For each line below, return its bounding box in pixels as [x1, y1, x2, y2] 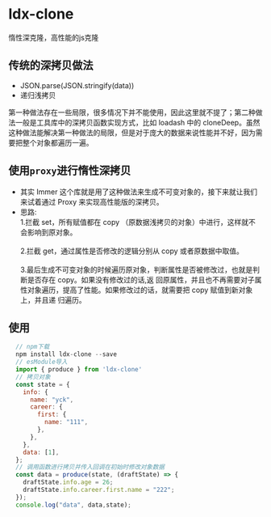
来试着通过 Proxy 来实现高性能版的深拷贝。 [19, 197, 164, 206]
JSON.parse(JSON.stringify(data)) [19, 80, 135, 90]
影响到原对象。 [27, 227, 77, 237]
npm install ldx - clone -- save [15, 350, 117, 358]
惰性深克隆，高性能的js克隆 [8, 32, 99, 42]
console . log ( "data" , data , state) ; [15, 501, 131, 509]
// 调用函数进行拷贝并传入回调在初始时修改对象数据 [15, 463, 165, 472]
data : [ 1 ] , [23, 448, 60, 456]
